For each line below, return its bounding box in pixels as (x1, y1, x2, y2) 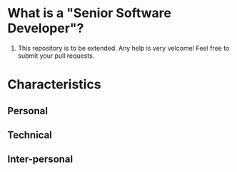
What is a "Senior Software (7, 5, 171, 21)
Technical (7, 128, 52, 141)
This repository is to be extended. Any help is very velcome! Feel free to (17, 44, 230, 52)
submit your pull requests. (17, 51, 95, 60)
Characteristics (7, 76, 101, 93)
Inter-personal (7, 153, 74, 166)
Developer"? (7, 20, 84, 36)
